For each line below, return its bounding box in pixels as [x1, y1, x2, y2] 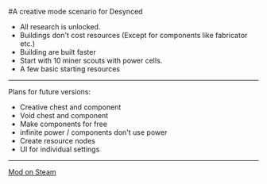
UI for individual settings [19, 144, 100, 154]
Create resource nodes [19, 136, 95, 145]
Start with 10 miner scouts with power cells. [19, 56, 163, 65]
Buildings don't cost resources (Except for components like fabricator [19, 31, 248, 40]
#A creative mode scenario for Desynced [8, 7, 143, 16]
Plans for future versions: [8, 87, 91, 96]
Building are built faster [19, 48, 97, 56]
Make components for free [19, 119, 107, 128]
